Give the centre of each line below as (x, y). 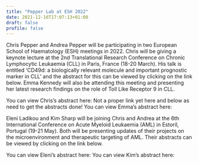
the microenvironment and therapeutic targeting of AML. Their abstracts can (99, 138)
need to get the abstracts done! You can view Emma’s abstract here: (89, 107)
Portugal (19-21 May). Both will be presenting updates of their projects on (95, 131)
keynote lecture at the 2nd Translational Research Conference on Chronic (96, 57)
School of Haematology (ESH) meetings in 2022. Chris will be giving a (91, 52)
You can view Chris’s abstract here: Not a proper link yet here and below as (98, 101)
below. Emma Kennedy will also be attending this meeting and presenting (95, 83)
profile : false (25, 28)
